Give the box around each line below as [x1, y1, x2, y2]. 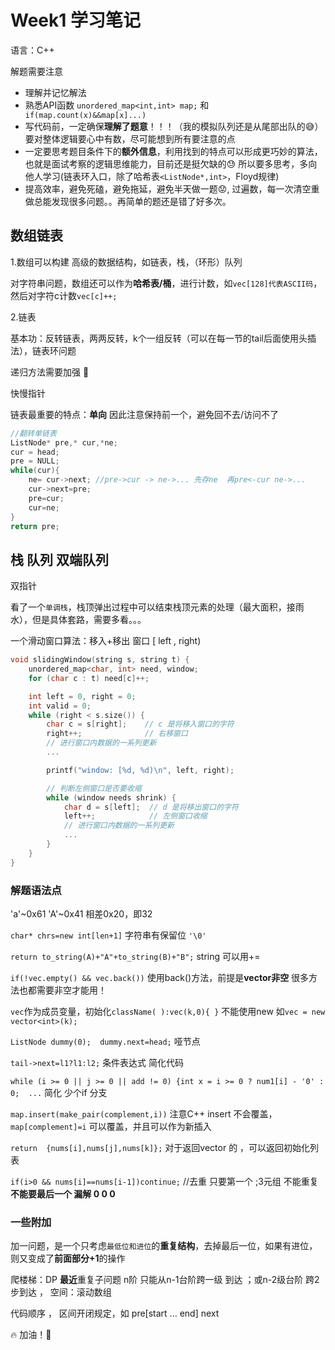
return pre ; [10, 521, 60, 531]
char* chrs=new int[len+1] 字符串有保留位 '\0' [10, 929, 207, 941]
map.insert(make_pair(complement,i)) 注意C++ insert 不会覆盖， [10, 1107, 278, 1120]
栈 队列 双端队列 [10, 551, 109, 568]
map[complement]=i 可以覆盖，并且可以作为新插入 [10, 1120, 212, 1132]
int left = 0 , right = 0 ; [28, 691, 137, 701]
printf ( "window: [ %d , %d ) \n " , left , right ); [46, 765, 235, 775]
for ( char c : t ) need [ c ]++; [28, 673, 150, 683]
